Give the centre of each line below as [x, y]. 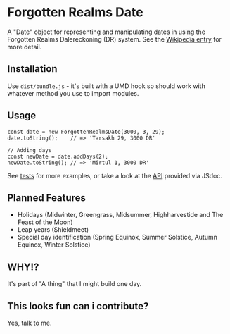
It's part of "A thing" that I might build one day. [75, 284]
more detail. [25, 47]
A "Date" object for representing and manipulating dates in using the [107, 32]
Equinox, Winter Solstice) [54, 245]
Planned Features [47, 198]
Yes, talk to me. [30, 323]
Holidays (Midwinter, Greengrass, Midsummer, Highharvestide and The [120, 215]
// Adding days [30, 150]
